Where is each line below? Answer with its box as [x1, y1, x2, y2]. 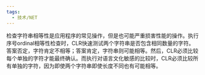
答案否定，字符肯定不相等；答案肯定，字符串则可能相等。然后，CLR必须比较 [6, 47, 199, 54]
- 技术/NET [12, 15, 38, 21]
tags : [6, 8, 20, 15]
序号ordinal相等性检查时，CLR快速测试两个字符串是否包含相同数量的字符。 [6, 39, 195, 47]
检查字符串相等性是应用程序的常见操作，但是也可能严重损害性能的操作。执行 [6, 31, 199, 39]
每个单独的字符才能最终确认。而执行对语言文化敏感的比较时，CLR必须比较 [6, 54, 193, 62]
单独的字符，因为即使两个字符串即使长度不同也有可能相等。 [11, 62, 162, 70]
